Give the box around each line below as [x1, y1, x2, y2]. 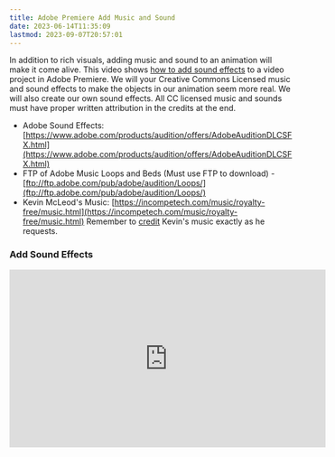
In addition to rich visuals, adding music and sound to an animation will [9, 55, 273, 66]
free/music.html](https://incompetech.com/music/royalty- [22, 207, 238, 218]
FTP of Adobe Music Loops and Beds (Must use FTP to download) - [22, 168, 275, 179]
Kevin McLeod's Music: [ [22, 197, 115, 208]
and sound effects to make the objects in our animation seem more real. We [9, 83, 291, 95]
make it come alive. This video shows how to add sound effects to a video [9, 64, 284, 75]
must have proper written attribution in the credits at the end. [9, 103, 237, 114]
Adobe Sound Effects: [22, 120, 105, 131]
